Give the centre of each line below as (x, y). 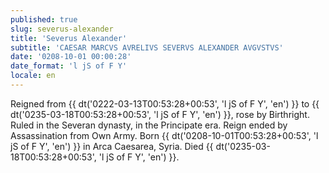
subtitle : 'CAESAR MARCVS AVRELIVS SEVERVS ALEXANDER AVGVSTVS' (147, 47)
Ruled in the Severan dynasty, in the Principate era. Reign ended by (149, 125)
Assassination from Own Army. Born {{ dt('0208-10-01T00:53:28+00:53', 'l (164, 135)
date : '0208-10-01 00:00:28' (71, 57)
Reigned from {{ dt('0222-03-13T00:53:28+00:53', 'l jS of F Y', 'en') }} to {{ (165, 103)
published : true (44, 19)
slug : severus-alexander (62, 29)
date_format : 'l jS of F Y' (69, 66)
